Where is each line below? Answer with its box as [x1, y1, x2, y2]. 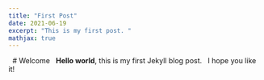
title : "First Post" [8, 11, 78, 20]
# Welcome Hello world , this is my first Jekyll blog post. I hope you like [11, 56, 257, 66]
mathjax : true [8, 34, 57, 42]
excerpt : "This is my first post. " [8, 26, 132, 34]
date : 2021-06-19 [8, 19, 67, 27]
